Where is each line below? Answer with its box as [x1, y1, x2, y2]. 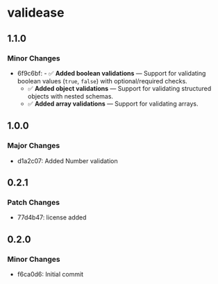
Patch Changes [7, 197, 60, 207]
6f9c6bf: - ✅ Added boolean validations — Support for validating [17, 69, 206, 77]
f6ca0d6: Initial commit [17, 269, 84, 278]
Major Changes [7, 141, 60, 151]
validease [7, 5, 65, 21]
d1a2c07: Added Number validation [17, 156, 118, 165]
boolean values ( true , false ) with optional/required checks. [17, 76, 187, 85]
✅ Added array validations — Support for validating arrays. [27, 99, 199, 108]
